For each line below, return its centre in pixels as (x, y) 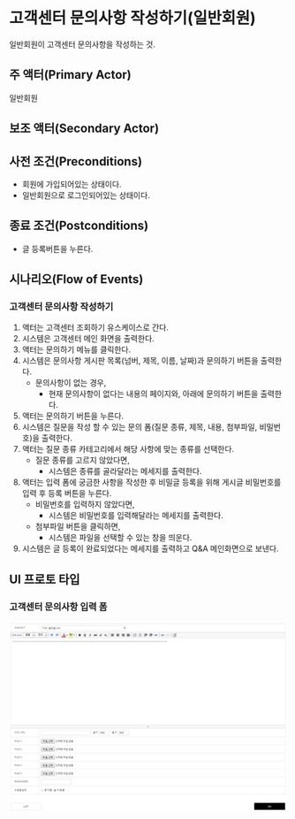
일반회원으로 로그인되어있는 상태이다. (86, 195)
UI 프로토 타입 (45, 579)
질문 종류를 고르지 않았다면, (82, 460)
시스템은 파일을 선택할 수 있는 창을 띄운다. (120, 538)
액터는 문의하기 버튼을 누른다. (73, 416)
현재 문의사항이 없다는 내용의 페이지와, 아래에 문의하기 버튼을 (153, 394)
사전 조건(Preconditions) (76, 161)
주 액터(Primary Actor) (71, 75)
